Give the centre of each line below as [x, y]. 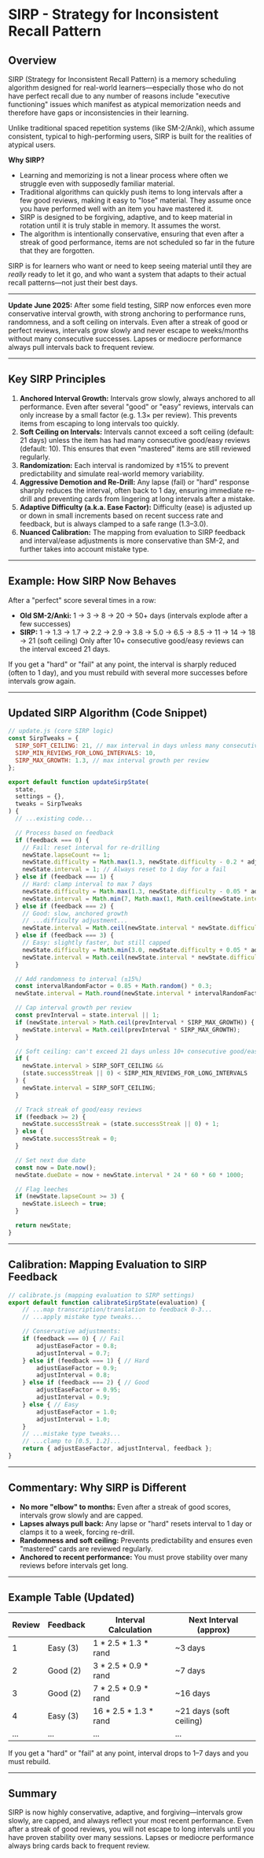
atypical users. [32, 145]
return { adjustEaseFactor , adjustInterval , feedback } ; [117, 1449]
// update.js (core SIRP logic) [61, 731]
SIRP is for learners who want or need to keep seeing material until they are [130, 266]
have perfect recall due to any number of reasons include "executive [119, 96]
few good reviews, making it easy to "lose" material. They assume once [135, 200]
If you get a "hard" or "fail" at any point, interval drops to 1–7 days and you [128, 1753]
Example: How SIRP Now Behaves [92, 581]
